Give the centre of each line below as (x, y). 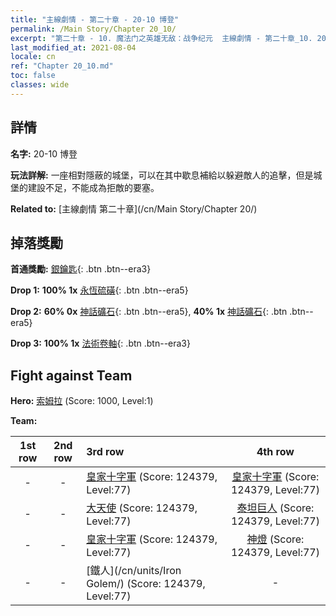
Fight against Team (71, 375)
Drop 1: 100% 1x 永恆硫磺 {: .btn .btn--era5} (99, 290)
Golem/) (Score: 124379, (146, 584)
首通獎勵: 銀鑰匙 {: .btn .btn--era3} (81, 269)
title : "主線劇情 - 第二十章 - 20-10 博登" (95, 19)
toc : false (33, 76)
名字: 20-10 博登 (44, 153)
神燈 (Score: (275, 539)
